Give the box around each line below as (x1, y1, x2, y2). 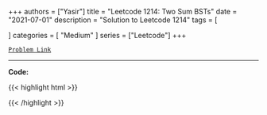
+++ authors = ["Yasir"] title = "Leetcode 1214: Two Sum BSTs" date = (8, 7, 238, 16)
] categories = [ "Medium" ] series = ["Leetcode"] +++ (8, 31, 187, 40)
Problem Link (8, 46, 52, 54)
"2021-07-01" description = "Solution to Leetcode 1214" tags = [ (8, 15, 218, 25)
